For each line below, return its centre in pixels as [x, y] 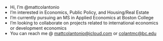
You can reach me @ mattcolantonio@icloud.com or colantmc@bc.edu [83, 33]
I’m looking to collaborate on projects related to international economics [84, 23]
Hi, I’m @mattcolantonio [35, 7]
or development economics [38, 28]
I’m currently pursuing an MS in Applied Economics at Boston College [82, 18]
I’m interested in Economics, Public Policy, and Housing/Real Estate [79, 12]
